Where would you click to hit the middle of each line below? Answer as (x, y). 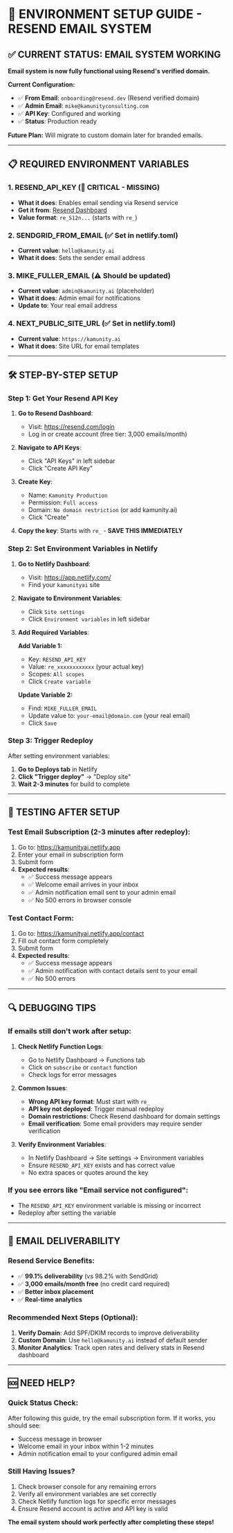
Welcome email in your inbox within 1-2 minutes (86, 1446)
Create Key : (35, 482)
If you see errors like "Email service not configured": (98, 1190)
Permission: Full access (63, 502)
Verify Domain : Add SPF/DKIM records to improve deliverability (109, 1333)
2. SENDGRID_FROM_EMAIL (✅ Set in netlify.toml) (93, 235)
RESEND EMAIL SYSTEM (80, 29)
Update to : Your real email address (67, 306)
